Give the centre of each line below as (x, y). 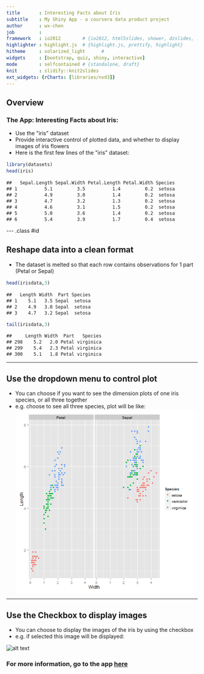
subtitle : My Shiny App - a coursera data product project (88, 19)
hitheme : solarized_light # (55, 52)
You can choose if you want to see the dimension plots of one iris (97, 394)
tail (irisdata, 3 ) (28, 324)
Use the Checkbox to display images (77, 615)
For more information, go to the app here (67, 664)
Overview (25, 103)
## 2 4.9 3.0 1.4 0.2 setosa (90, 195)
